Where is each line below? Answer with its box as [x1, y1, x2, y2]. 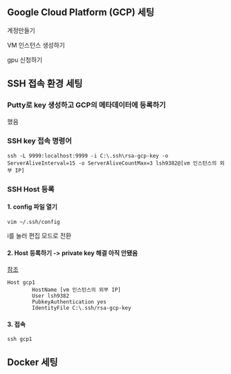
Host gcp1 [7, 279, 36, 286]
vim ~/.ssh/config [7, 218, 60, 225]
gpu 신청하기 [7, 55, 43, 64]
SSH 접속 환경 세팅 [7, 78, 83, 90]
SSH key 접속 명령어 [7, 136, 72, 146]
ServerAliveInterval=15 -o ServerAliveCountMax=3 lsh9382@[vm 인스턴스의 [7, 160, 217, 167]
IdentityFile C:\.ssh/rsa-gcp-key [32, 305, 131, 312]
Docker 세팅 [7, 356, 58, 368]
